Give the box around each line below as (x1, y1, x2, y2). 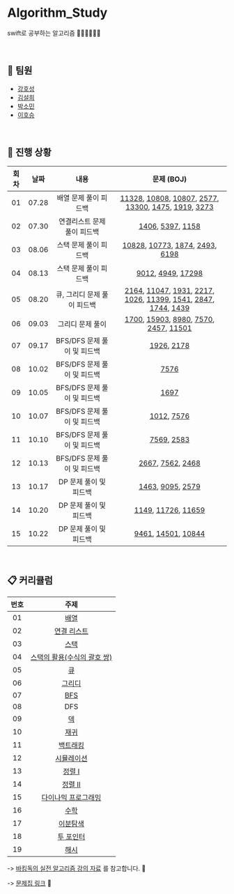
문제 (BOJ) (152, 174, 187, 184)
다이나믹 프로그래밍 (41, 793, 102, 803)
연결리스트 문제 (58, 216, 106, 226)
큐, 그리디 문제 (55, 289, 100, 299)
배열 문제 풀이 (56, 193, 100, 203)
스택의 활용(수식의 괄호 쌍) (30, 653, 113, 663)
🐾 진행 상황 (7, 146, 52, 158)
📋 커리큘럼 (7, 574, 54, 586)
